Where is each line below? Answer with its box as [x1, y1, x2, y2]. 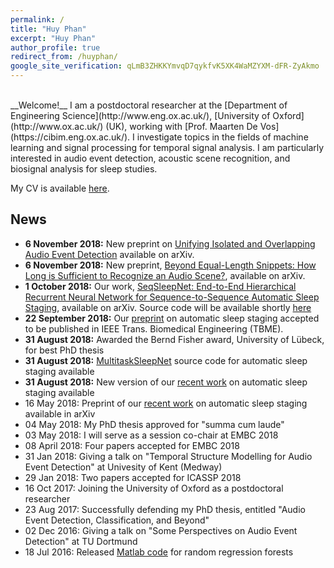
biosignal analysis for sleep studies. [10, 163, 158, 175]
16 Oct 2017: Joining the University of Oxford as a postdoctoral [24, 482, 284, 494]
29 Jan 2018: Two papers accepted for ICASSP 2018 [24, 471, 242, 483]
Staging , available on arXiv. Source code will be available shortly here [24, 301, 312, 313]
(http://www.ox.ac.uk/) [10, 121, 104, 132]
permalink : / [10, 14, 65, 25]
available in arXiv [24, 407, 96, 420]
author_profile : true [10, 42, 101, 53]
